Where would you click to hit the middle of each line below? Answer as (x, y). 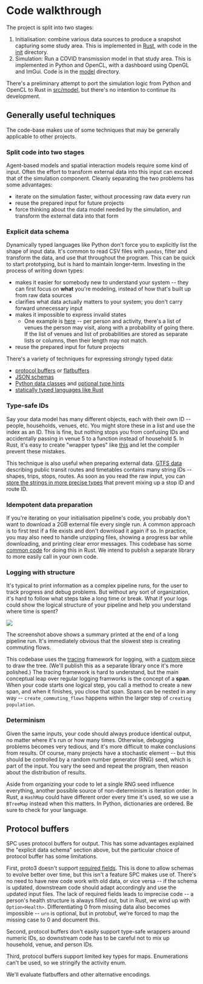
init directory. (32, 52)
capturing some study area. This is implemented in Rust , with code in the (106, 46)
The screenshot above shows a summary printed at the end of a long (92, 635)
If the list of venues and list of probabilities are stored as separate (106, 334)
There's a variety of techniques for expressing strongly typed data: (90, 359)
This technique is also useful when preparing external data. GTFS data (94, 463)
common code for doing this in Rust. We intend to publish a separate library (101, 550)
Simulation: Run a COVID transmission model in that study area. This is (103, 58)
